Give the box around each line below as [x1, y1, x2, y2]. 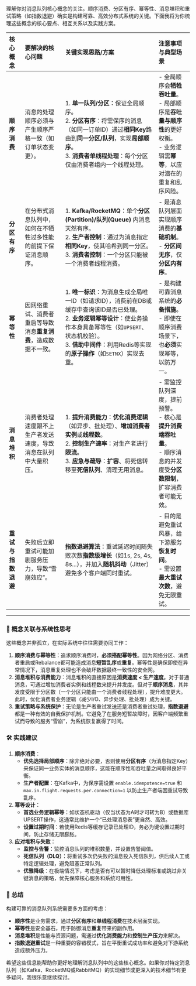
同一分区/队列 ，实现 [76, 134, 132, 142]
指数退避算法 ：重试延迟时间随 [65, 543, 147, 550]
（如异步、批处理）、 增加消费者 [65, 422, 150, 430]
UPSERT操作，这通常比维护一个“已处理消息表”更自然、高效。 [23, 816, 171, 823]
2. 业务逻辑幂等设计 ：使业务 [65, 314, 142, 322]
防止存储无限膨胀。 [33, 830, 80, 837]
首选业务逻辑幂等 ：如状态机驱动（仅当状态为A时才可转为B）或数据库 [23, 809, 189, 816]
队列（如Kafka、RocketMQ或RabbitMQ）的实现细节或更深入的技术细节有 [6, 966, 181, 973]
